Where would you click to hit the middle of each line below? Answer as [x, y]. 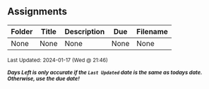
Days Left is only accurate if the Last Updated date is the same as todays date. [105, 72]
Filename [152, 31]
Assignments [37, 12]
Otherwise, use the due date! [43, 78]
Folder [22, 31]
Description [85, 31]
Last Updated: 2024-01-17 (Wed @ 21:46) [58, 60]
